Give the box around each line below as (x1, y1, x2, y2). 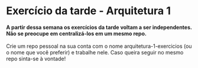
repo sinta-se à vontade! (6, 55, 66, 62)
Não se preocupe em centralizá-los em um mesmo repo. (6, 30, 147, 37)
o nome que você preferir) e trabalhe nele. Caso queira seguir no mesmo (6, 48, 184, 56)
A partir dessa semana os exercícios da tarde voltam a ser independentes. (6, 24, 192, 31)
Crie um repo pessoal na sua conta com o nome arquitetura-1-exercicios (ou (6, 43, 192, 50)
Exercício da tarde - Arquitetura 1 (6, 4, 171, 18)
